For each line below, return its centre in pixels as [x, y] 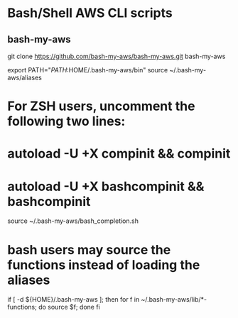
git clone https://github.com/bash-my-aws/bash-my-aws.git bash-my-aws [117, 56]
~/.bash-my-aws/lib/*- [174, 300]
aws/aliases [25, 77]
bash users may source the [89, 250]
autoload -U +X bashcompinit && [106, 186]
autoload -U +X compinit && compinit [119, 154]
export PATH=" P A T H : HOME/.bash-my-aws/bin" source [88, 70]
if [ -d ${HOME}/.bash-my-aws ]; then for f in [74, 300]
